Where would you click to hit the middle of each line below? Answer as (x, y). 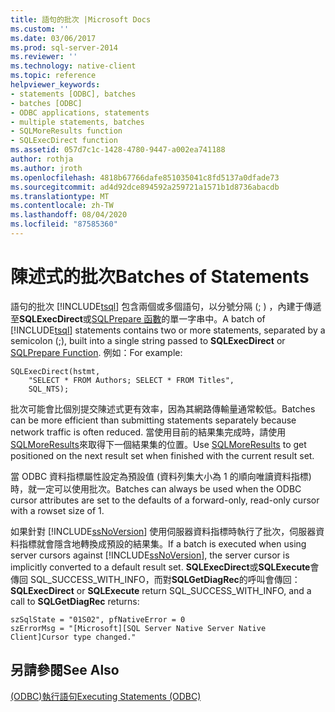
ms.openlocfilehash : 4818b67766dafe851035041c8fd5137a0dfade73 (145, 177)
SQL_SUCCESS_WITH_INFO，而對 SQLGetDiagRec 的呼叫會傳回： (165, 579)
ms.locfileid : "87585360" (64, 224)
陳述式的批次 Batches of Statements (160, 277)
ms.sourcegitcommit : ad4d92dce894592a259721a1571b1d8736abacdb (145, 187)
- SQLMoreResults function (66, 131)
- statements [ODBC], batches (73, 94)
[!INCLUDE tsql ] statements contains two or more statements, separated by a (168, 330)
